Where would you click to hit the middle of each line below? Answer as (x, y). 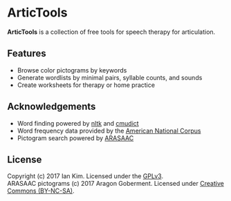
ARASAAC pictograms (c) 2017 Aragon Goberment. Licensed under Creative (116, 184)
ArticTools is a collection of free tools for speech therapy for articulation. (111, 32)
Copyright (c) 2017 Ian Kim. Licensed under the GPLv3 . (85, 176)
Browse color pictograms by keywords (72, 70)
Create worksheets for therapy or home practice (86, 85)
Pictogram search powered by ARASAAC (75, 138)
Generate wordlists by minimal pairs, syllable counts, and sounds (110, 77)
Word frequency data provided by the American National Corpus (109, 131)
